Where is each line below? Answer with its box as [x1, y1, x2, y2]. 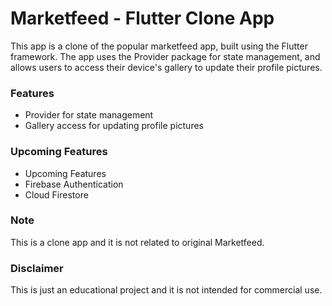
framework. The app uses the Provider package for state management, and [10, 50, 321, 62]
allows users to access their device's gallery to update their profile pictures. [10, 61, 323, 73]
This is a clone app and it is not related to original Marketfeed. [10, 236, 265, 248]
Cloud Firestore [24, 188, 89, 201]
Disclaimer [10, 261, 64, 275]
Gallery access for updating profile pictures [24, 120, 204, 132]
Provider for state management [24, 109, 154, 121]
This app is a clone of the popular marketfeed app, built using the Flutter [10, 40, 308, 52]
